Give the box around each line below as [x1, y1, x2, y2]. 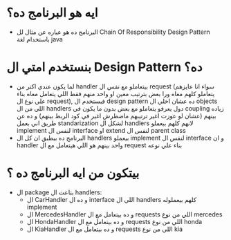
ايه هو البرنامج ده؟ [6, 5, 98, 21]
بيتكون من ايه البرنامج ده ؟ [6, 165, 140, 181]
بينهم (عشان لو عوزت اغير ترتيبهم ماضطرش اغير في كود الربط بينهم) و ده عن [16, 111, 216, 120]
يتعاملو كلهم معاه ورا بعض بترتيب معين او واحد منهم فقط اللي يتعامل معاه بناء [16, 89, 215, 98]
